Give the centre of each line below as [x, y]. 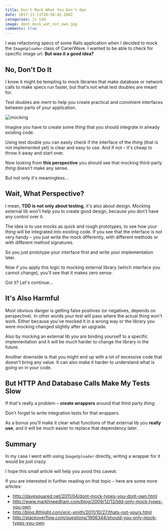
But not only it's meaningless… [37, 178]
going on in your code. [29, 367]
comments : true [21, 29]
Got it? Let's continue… [29, 282]
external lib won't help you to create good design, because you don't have [82, 211]
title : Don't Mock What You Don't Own [46, 10]
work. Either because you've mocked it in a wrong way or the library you [80, 321]
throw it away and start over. [35, 153]
